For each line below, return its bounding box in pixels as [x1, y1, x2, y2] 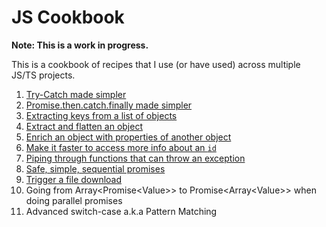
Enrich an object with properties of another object [25, 131, 232, 143]
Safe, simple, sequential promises [25, 162, 166, 175]
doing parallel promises [25, 194, 123, 206]
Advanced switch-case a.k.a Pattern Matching [25, 205, 218, 217]
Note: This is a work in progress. [11, 39, 149, 51]
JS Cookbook [11, 6, 125, 29]
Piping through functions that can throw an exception [25, 152, 246, 164]
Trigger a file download [25, 173, 123, 185]
